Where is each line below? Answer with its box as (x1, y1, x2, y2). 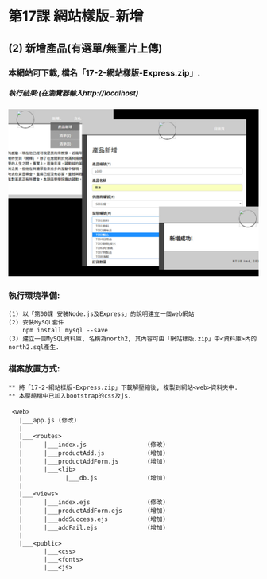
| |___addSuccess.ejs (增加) (18, 515, 167, 523)
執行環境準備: (8, 290, 60, 301)
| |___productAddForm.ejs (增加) (18, 507, 167, 515)
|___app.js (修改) (18, 416, 78, 424)
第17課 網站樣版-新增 (8, 7, 145, 25)
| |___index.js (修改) (18, 441, 167, 449)
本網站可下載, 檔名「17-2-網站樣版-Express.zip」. (8, 67, 201, 78)
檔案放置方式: (8, 363, 60, 375)
